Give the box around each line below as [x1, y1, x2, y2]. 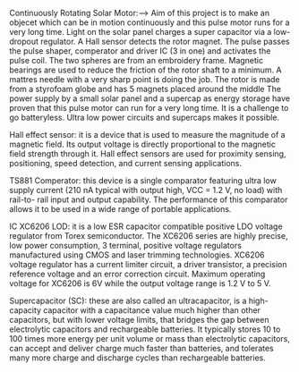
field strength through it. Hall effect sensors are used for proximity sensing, [9, 148, 286, 159]
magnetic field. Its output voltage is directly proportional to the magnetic [9, 139, 276, 149]
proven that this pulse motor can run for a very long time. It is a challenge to [9, 103, 289, 113]
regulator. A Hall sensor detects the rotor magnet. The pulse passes [39, 36, 290, 46]
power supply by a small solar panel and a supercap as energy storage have [9, 93, 291, 104]
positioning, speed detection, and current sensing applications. [9, 158, 242, 168]
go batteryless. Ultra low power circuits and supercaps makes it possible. [9, 112, 280, 123]
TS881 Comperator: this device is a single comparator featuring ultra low [9, 175, 278, 186]
